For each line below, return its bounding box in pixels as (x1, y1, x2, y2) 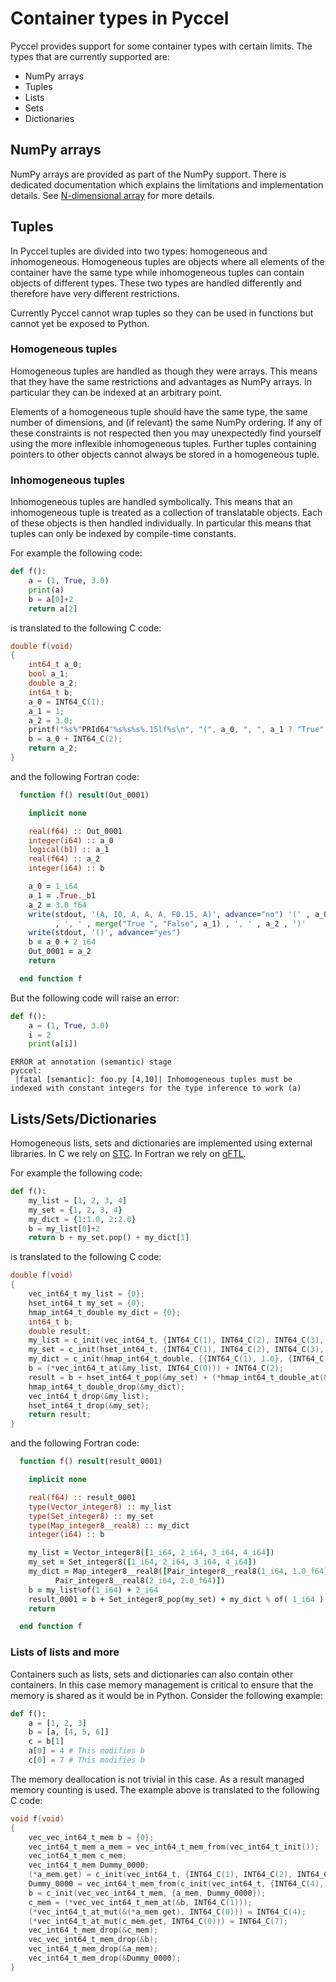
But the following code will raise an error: (10, 992, 180, 1004)
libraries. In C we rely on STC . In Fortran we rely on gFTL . (10, 1148, 247, 1160)
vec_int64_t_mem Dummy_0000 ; (28, 1860, 150, 1871)
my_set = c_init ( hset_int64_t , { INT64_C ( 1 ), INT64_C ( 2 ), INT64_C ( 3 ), (28, 1345, 325, 1355)
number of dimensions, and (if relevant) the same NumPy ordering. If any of (10, 416, 323, 428)
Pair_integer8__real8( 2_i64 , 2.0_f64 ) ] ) (54, 1575, 226, 1586)
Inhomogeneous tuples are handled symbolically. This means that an (10, 496, 293, 508)
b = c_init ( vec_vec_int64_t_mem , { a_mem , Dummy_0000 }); (28, 1888, 267, 1898)
